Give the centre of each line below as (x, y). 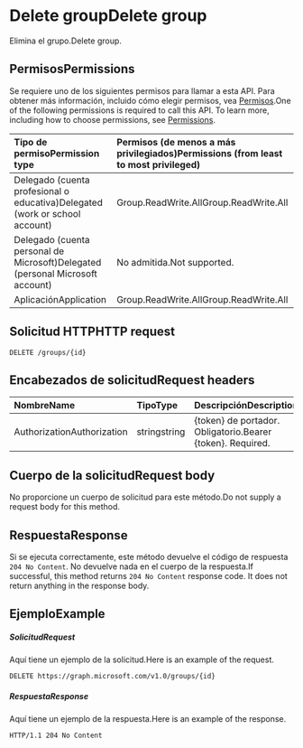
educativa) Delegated (59, 202)
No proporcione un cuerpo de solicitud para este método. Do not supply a (145, 497)
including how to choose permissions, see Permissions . (113, 119)
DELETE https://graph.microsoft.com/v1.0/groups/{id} (113, 677)
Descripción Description (246, 406)
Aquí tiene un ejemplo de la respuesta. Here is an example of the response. (148, 719)
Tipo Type (157, 406)
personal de (39, 251)
